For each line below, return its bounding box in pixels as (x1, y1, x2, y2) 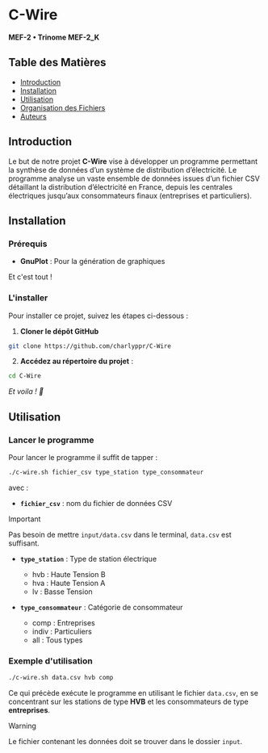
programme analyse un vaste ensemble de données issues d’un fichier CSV (8, 174, 260, 183)
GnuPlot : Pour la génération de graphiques (19, 257, 165, 266)
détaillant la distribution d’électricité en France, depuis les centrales (8, 182, 232, 191)
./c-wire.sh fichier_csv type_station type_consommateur (8, 468, 204, 476)
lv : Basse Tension (31, 587, 93, 596)
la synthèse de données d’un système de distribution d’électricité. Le (8, 165, 237, 174)
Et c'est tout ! (8, 272, 52, 282)
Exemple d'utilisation (8, 655, 93, 667)
